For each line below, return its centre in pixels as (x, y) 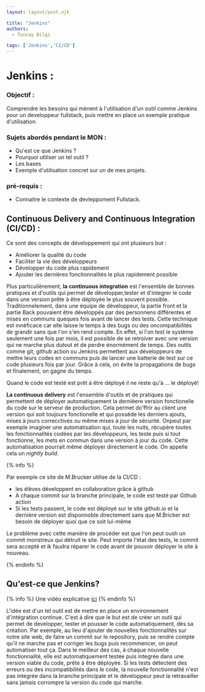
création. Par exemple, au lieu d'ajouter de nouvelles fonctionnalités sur (96, 630)
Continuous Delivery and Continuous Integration (101, 219)
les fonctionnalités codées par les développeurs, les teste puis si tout (93, 434)
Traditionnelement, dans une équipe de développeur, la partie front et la (97, 306)
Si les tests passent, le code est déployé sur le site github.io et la (97, 509)
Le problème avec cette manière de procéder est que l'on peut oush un (96, 533)
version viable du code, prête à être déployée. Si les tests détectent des (97, 663)
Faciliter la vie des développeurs (56, 262)
